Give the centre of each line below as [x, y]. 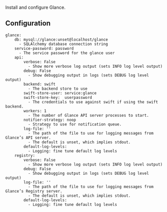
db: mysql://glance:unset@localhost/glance [61, 39]
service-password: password [44, 48]
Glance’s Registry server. [34, 191]
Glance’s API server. [28, 138]
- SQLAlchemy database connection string [63, 44]
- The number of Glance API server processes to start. [88, 115]
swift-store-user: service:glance [60, 93]
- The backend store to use [58, 89]
